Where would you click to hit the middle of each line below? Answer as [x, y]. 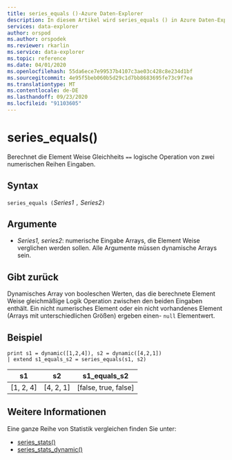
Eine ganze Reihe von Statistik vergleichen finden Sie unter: [92, 428]
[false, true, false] [106, 387]
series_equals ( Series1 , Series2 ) [56, 202]
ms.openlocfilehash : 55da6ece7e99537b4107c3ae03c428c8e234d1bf [100, 71]
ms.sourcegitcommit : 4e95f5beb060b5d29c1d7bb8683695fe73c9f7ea [100, 78]
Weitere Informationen [57, 412]
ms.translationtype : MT [41, 84]
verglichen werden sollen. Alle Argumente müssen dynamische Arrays [117, 248]
